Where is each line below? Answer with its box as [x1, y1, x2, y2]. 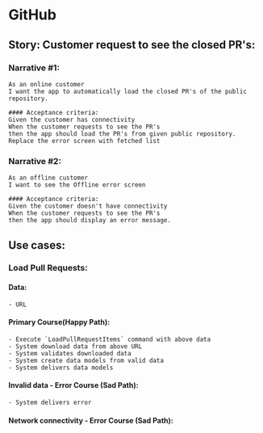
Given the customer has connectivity [8, 116, 136, 124]
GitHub [8, 6, 56, 24]
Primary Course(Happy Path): [8, 317, 111, 327]
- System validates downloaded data [8, 349, 131, 357]
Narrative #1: [8, 62, 61, 74]
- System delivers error [8, 398, 92, 407]
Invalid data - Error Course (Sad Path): [8, 380, 139, 390]
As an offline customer [8, 174, 89, 183]
